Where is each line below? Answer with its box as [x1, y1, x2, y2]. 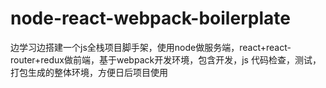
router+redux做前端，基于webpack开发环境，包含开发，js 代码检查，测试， [10, 53, 322, 66]
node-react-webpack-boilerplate [10, 7, 291, 30]
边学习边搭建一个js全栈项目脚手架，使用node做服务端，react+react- [10, 41, 292, 53]
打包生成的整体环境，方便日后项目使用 [10, 66, 168, 78]
